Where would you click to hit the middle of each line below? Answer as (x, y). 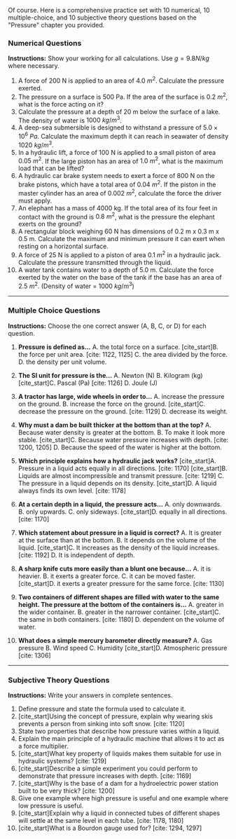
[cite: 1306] (34, 655)
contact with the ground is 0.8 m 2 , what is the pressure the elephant (117, 216)
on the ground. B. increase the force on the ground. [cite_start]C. (112, 404)
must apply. (35, 200)
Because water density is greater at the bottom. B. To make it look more (122, 432)
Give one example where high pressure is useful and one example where (123, 798)
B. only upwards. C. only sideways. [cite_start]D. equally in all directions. (123, 512)
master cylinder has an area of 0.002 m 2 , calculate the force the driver (120, 192)
